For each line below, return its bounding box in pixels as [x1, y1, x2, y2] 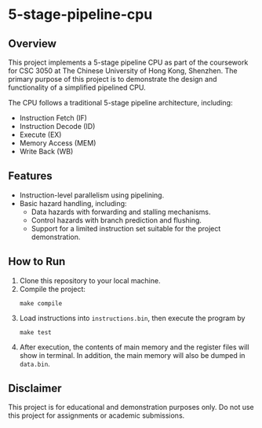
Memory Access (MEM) [19, 138, 96, 147]
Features [8, 169, 53, 183]
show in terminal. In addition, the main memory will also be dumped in [19, 350, 246, 360]
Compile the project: [19, 284, 86, 293]
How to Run [8, 255, 66, 268]
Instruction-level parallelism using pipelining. [19, 190, 165, 200]
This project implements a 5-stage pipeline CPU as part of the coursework [8, 57, 249, 67]
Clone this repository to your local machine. [19, 275, 161, 285]
